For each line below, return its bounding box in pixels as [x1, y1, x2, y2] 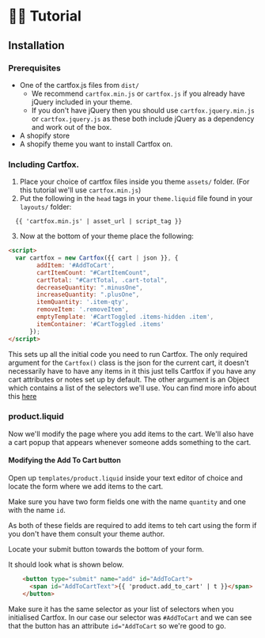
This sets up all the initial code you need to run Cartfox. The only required [8, 349, 248, 359]
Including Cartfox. [8, 158, 80, 169]
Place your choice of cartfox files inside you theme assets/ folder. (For [19, 177, 250, 187]
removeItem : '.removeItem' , [36, 306, 129, 313]
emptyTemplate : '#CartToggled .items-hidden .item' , [36, 313, 214, 321]
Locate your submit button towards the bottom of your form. [8, 545, 204, 554]
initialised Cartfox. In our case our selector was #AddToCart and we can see [8, 613, 252, 622]
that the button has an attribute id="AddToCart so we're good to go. [8, 621, 227, 630]
